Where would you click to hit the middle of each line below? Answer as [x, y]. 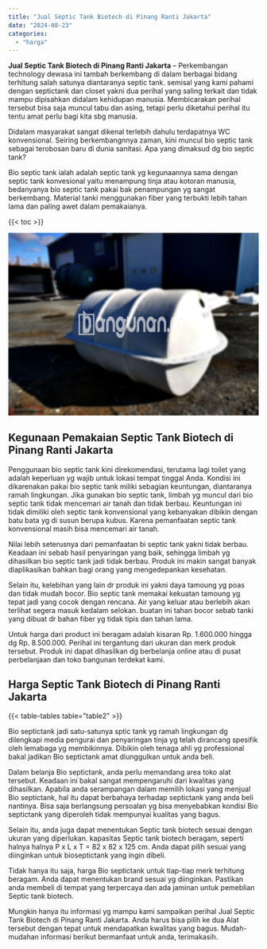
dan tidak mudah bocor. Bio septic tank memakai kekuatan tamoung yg [124, 593]
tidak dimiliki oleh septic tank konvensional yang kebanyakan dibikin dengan [133, 512]
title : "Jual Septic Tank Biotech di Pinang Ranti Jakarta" [110, 17]
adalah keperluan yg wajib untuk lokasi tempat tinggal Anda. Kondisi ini [124, 478]
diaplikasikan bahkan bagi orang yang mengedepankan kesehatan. [118, 569]
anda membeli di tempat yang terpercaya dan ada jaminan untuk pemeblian [132, 888]
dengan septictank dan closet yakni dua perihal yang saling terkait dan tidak [133, 91]
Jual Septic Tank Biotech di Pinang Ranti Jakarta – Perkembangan [118, 66]
